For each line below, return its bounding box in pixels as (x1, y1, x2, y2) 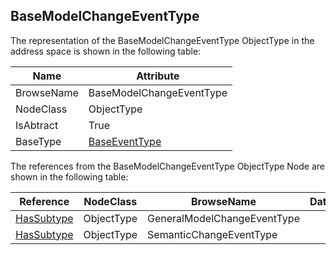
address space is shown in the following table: (10, 45, 202, 57)
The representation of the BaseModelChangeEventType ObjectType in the (10, 34, 315, 46)
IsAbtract (15, 118, 59, 132)
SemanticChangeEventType (147, 227, 278, 241)
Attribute (136, 69, 180, 83)
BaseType (15, 134, 62, 148)
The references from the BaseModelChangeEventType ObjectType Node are (10, 160, 325, 172)
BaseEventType (88, 134, 162, 148)
